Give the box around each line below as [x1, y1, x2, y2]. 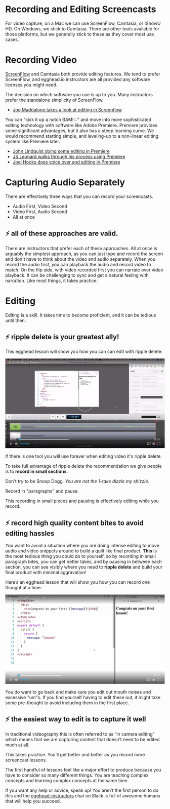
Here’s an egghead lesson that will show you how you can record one [5, 579, 150, 585]
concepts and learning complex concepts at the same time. [5, 777, 129, 783]
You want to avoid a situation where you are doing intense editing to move [5, 543, 159, 549]
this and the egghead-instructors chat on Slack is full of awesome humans [5, 792, 160, 798]
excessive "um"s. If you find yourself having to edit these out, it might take [5, 694, 161, 700]
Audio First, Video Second [12, 203, 67, 209]
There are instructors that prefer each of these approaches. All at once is [5, 245, 158, 251]
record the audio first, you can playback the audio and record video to [5, 261, 151, 267]
